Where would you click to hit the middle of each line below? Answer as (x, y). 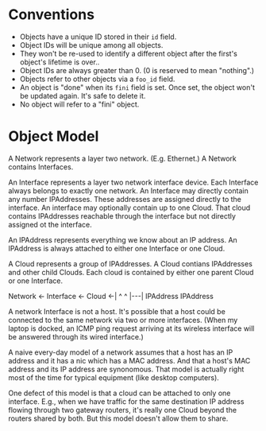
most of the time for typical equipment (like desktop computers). (114, 377)
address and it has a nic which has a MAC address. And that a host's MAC (129, 360)
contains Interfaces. (41, 167)
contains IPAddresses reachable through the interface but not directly (122, 215)
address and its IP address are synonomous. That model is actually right (126, 369)
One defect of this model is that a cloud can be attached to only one (120, 393)
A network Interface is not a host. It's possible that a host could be (117, 311)
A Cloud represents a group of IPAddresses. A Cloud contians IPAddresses (130, 263)
